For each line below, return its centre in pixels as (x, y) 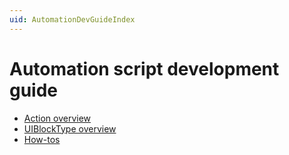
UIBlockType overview (70, 128)
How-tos (42, 139)
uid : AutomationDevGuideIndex (72, 19)
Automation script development (144, 68)
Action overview (57, 118)
